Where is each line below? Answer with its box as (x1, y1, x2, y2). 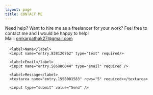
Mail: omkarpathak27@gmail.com (5, 35, 73, 41)
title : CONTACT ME (5, 12, 43, 17)
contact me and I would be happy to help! (5, 30, 89, 36)
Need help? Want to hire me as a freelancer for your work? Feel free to (5, 25, 148, 31)
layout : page (5, 7, 32, 12)
